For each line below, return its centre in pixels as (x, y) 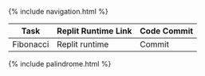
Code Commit (166, 31)
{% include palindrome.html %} (60, 64)
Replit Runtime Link (95, 31)
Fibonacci (31, 44)
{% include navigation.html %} (59, 11)
